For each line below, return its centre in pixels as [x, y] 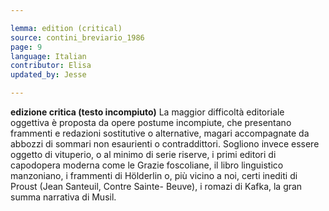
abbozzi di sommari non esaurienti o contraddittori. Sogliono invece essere [165, 144]
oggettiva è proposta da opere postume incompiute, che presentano [151, 122]
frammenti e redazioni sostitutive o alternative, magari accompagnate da [160, 133]
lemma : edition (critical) [66, 28]
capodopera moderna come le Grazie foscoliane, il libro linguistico [147, 165]
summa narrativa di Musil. [63, 197]
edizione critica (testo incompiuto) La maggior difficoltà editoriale [147, 112]
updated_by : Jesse [48, 75]
